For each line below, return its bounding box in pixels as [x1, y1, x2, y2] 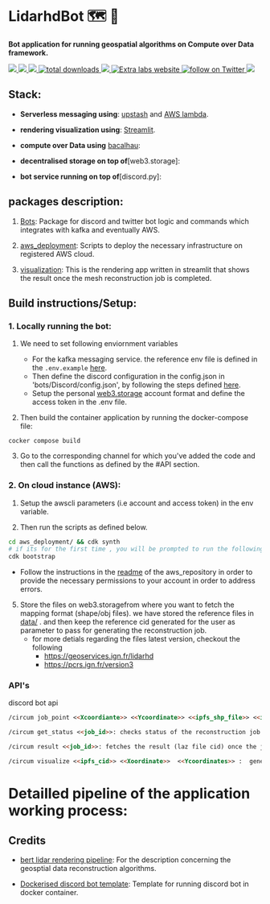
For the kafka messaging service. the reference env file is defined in [31, 354, 258, 364]
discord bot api [8, 698, 59, 708]
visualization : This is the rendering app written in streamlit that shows [19, 264, 250, 275]
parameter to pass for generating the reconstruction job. [19, 625, 207, 635]
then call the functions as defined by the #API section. [19, 460, 200, 469]
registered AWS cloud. [19, 249, 95, 258]
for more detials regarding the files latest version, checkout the [31, 634, 241, 644]
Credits [8, 833, 47, 847]
